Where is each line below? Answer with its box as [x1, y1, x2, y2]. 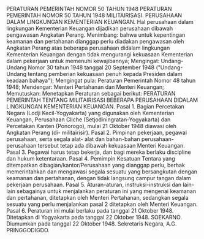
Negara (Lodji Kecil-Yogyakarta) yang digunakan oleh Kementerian [6, 110, 175, 116]
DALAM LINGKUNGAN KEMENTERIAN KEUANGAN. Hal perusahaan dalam [6, 18, 194, 25]
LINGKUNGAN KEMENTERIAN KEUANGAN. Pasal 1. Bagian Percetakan [6, 103, 185, 110]
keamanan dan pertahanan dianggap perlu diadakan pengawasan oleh [6, 38, 184, 45]
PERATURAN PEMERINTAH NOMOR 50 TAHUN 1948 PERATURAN [6, 6, 172, 12]
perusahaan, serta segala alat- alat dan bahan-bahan [6, 135, 140, 143]
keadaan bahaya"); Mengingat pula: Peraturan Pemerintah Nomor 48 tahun [6, 77, 196, 84]
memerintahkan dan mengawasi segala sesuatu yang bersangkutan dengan [6, 168, 198, 175]
